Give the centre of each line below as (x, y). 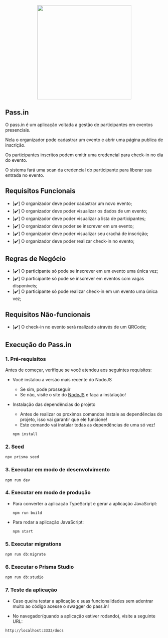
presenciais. (18, 130)
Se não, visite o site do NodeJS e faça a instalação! (73, 394)
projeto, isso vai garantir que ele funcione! (64, 419)
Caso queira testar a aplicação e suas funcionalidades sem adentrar (83, 601)
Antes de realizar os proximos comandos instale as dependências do (91, 414)
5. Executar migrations (33, 544)
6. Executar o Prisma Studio (40, 567)
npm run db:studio (24, 577)
